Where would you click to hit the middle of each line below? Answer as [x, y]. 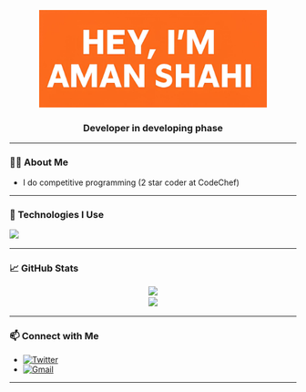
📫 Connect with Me [54, 336]
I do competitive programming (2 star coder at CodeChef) [131, 182]
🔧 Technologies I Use [57, 214]
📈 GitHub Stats [44, 268]
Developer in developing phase [153, 129]
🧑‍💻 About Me [39, 162]
